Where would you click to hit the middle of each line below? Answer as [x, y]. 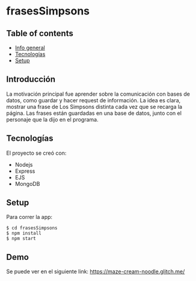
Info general [30, 48]
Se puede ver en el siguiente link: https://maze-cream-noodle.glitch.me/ [96, 271]
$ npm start [21, 239]
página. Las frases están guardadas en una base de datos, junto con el [94, 113]
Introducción [31, 79]
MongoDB [27, 184]
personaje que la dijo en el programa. [52, 119]
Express [25, 171]
